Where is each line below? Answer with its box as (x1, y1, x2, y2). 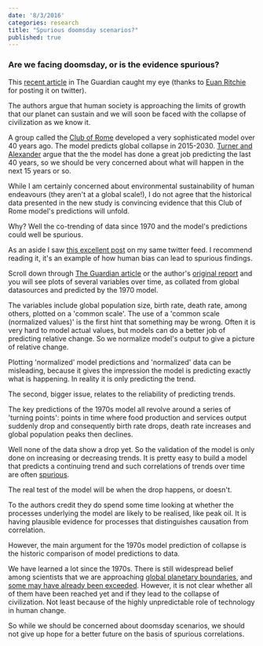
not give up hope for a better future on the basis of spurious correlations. (8, 629, 245, 638)
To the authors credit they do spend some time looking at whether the (8, 500, 234, 509)
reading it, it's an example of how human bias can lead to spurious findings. (8, 253, 253, 263)
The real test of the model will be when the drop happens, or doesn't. (8, 484, 232, 495)
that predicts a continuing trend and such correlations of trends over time (8, 461, 246, 471)
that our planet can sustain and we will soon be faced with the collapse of (8, 109, 247, 119)
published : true (8, 33, 61, 42)
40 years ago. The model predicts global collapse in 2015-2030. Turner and (8, 141, 253, 150)
